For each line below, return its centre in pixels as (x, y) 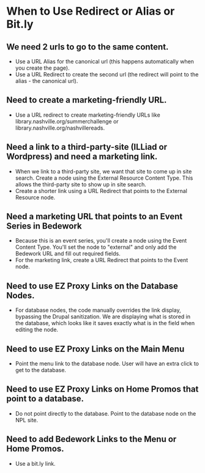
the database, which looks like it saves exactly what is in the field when (105, 323)
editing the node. (37, 330)
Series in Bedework (44, 226)
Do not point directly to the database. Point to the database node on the (106, 413)
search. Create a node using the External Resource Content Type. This (104, 178)
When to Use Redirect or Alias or (91, 11)
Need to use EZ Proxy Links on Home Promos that (102, 389)
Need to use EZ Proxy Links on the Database (92, 286)
